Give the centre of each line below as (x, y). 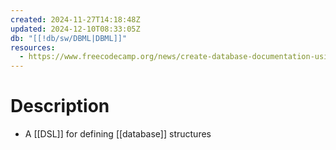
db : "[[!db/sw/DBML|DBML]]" (69, 38)
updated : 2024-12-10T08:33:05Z (75, 29)
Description (60, 106)
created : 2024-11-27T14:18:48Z (75, 19)
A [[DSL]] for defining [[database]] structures (118, 134)
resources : (33, 47)
